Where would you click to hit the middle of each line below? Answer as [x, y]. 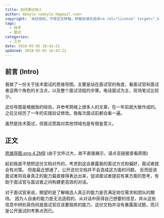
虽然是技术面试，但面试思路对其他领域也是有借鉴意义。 [61, 123]
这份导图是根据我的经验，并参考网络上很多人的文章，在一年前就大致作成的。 [82, 107]
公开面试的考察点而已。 [33, 211]
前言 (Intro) [22, 72]
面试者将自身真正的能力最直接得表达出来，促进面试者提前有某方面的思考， [80, 176]
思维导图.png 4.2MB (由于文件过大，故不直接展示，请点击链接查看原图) [77, 153]
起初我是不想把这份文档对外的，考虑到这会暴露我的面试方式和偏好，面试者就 [82, 164]
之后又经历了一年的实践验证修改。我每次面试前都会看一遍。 [65, 113]
